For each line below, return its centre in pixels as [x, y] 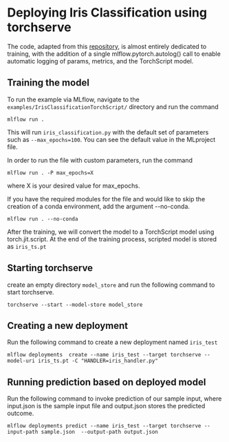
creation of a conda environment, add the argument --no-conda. [99, 206]
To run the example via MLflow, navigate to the [73, 99]
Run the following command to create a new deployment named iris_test [112, 342]
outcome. [21, 413]
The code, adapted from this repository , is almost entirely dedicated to [107, 46]
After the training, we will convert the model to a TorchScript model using [111, 232]
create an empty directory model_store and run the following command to [111, 285]
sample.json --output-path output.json [99, 432]
